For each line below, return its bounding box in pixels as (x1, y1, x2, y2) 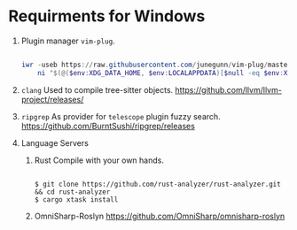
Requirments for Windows (8, 6, 206, 27)
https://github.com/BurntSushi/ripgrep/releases (20, 120, 196, 131)
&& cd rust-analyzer (34, 188, 111, 196)
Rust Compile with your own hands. (34, 155, 165, 165)
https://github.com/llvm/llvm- (175, 84, 283, 95)
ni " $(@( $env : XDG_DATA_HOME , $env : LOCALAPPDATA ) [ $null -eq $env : (37, 68, 285, 77)
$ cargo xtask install (34, 195, 119, 204)
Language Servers (20, 137, 90, 148)
